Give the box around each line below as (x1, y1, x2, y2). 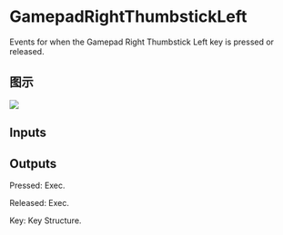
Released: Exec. (9, 197, 70, 208)
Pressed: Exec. (9, 180, 66, 191)
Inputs (9, 125, 47, 141)
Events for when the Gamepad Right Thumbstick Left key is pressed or (9, 36, 275, 47)
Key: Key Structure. (9, 215, 82, 226)
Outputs (9, 156, 57, 171)
